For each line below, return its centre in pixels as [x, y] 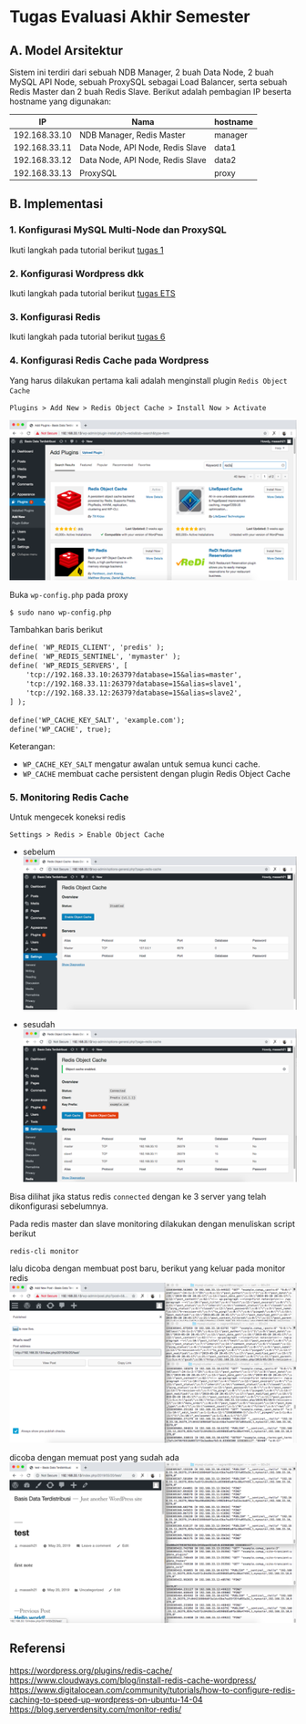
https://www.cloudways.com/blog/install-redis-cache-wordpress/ [133, 1680]
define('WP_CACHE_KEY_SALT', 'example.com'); [97, 721]
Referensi [37, 1649]
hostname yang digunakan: [61, 101]
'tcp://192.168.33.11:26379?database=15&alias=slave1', [134, 684]
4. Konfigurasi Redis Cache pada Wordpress [109, 360]
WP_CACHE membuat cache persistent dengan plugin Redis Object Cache [157, 774]
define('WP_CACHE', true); [61, 730]
